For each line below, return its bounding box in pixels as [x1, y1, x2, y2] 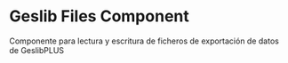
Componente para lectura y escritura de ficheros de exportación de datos [9, 35, 280, 46]
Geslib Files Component [9, 6, 189, 27]
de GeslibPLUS [9, 44, 65, 55]
